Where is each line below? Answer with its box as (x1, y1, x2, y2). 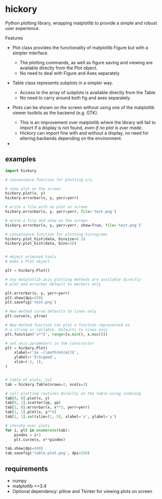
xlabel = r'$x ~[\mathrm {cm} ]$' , (14, 350, 79, 355)
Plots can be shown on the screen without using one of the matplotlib (12, 104, 155, 110)
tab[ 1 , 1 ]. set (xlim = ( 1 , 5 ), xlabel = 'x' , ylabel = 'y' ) (5, 414, 117, 419)
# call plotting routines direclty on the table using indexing (5, 391, 141, 396)
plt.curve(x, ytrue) (5, 314, 48, 319)
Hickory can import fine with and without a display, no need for (19, 130, 149, 136)
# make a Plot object (5, 259, 50, 264)
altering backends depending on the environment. (19, 135, 123, 141)
